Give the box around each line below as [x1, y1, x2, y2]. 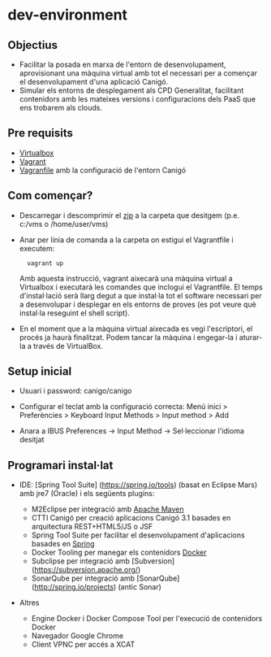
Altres [19, 598, 40, 607]
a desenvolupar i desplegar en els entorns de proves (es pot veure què [19, 299, 256, 309]
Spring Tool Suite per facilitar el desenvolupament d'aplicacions [31, 530, 245, 540]
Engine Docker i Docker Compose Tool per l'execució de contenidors [31, 614, 263, 624]
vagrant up [27, 259, 64, 268]
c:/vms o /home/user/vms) [19, 219, 109, 228]
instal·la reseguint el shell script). [19, 307, 131, 318]
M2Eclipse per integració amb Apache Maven [31, 504, 184, 514]
